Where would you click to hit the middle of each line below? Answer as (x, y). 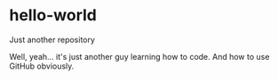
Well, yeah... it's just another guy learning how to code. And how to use (139, 56)
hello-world (53, 15)
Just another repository (52, 40)
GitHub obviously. (42, 66)
